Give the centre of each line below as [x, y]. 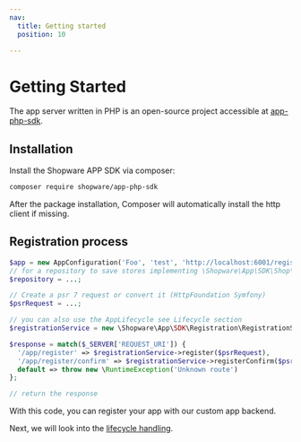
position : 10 [42, 34]
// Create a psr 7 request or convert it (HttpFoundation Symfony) [138, 295]
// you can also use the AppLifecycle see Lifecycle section [126, 320]
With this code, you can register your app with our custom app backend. [143, 411]
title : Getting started [61, 26]
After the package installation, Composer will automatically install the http [145, 204]
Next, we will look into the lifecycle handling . [91, 429]
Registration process [69, 242]
